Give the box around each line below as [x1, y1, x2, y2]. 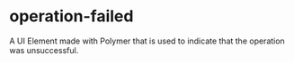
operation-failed [9, 6, 134, 27]
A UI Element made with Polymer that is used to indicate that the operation [9, 35, 285, 46]
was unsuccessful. [9, 44, 79, 55]
